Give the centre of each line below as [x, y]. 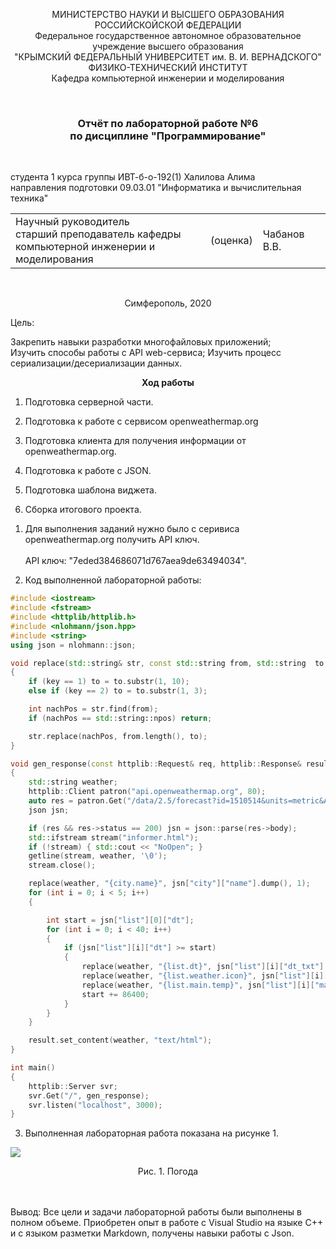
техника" [29, 198]
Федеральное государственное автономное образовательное [168, 35]
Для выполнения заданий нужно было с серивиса [132, 529]
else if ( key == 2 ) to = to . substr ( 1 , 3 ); [118, 691]
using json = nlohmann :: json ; [73, 645]
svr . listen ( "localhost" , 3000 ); [95, 1105]
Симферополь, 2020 [168, 303]
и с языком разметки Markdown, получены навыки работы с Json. [152, 1233]
